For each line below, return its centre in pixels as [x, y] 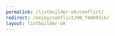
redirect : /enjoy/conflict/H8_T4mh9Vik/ [58, 18]
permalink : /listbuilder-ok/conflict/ [55, 12]
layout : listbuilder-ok [36, 23]
